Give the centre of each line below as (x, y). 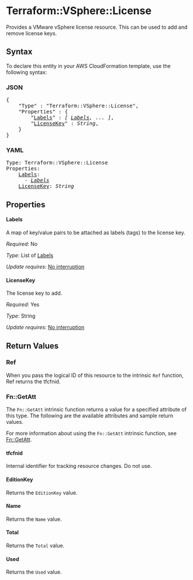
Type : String (21, 316)
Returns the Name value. (34, 519)
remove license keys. (32, 33)
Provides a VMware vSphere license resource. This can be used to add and (97, 27)
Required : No (22, 244)
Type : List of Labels (30, 255)
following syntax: (27, 72)
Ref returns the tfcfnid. (33, 381)
